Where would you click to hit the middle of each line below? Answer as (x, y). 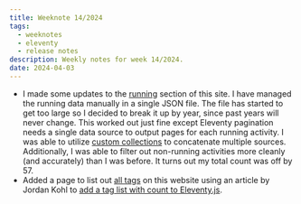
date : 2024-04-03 (42, 69)
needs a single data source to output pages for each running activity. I (153, 132)
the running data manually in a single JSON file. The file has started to (153, 103)
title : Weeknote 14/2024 (56, 18)
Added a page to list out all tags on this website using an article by (146, 180)
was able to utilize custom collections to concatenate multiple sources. (154, 142)
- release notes (48, 51)
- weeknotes (40, 34)
